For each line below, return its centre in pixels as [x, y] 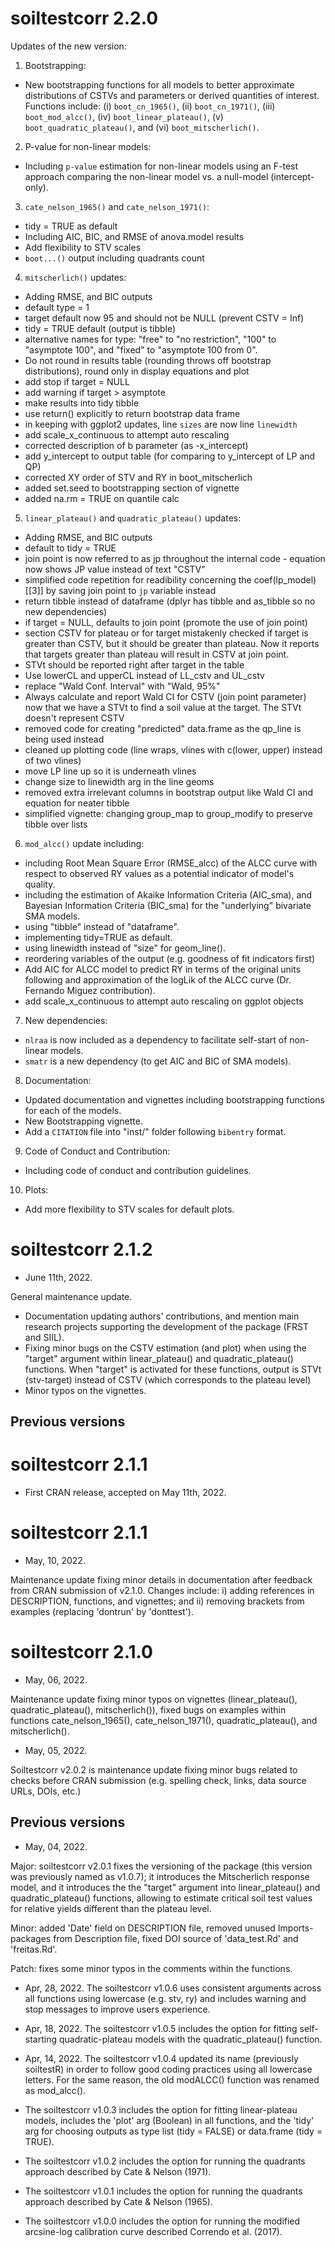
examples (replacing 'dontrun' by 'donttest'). [102, 1612]
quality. [40, 884]
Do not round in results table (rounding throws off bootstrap [148, 360]
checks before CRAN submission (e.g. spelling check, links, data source [158, 1781]
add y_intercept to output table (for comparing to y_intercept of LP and [170, 456]
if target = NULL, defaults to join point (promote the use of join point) [166, 622]
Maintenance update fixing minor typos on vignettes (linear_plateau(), [154, 1699]
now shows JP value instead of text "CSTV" [115, 569]
